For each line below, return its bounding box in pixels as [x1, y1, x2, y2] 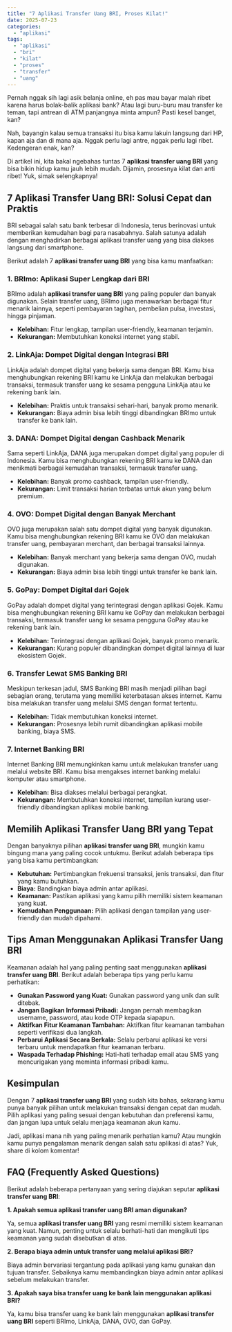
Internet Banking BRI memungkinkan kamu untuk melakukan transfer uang [7, 760, 218, 769]
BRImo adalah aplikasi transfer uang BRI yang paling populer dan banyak [7, 290, 216, 298]
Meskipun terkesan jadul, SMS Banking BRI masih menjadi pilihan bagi [7, 684, 207, 692]
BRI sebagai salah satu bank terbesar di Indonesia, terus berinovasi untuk [7, 221, 216, 229]
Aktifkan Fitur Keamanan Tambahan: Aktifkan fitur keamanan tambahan [17, 1020, 225, 1029]
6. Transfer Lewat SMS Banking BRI [7, 668, 128, 678]
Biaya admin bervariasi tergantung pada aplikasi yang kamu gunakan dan [7, 1261, 215, 1269]
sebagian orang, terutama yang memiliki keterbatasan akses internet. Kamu [7, 691, 222, 700]
